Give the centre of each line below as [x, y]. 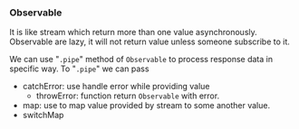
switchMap [43, 115]
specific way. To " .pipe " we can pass [79, 69]
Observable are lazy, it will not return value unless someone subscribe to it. [149, 41]
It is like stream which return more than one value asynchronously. [134, 32]
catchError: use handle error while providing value [116, 87]
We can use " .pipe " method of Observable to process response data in [141, 60]
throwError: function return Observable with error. [128, 96]
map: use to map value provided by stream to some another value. [146, 106]
